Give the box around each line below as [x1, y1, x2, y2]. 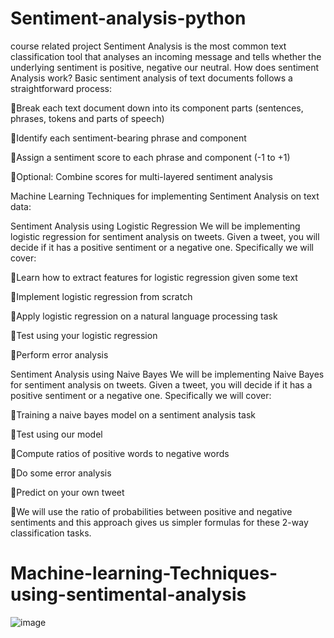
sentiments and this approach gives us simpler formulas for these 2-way [10, 516, 309, 528]
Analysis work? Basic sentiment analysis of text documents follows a [10, 72, 293, 84]
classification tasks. [10, 527, 92, 539]
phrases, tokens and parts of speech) [10, 112, 165, 124]
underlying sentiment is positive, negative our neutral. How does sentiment [10, 61, 320, 73]
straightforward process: [10, 82, 112, 94]
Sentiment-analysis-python [10, 7, 247, 30]
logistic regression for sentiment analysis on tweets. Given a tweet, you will [10, 230, 320, 242]
